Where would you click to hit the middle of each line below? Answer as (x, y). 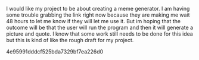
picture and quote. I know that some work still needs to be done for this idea (100, 34)
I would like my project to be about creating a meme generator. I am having (98, 9)
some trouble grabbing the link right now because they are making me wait (98, 15)
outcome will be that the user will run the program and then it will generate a (100, 27)
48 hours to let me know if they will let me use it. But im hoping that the (93, 21)
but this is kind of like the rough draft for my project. (70, 40)
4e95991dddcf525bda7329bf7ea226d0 (55, 52)
